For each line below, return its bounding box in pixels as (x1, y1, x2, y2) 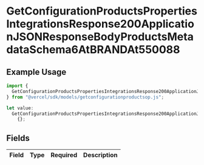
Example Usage (6, 66, 67, 77)
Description (83, 151, 118, 160)
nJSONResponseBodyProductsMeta (6, 30, 194, 44)
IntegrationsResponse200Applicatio (6, 17, 194, 31)
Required (50, 151, 78, 160)
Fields (6, 133, 30, 143)
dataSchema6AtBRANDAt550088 (6, 43, 180, 57)
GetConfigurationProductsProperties (6, 4, 197, 18)
